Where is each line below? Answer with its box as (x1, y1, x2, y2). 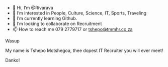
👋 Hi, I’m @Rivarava (12, 5, 54, 10)
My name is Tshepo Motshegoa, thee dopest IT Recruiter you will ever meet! (5, 47, 163, 53)
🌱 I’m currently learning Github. (12, 15, 77, 21)
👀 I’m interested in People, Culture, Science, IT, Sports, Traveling (12, 10, 147, 16)
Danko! (5, 57, 20, 63)
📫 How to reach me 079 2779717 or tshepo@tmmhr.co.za (12, 26, 133, 32)
